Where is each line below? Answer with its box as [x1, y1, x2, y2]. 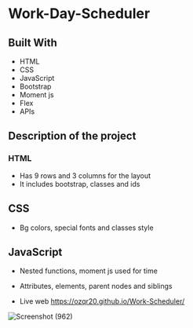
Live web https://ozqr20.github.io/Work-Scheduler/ [19, 297, 185, 306]
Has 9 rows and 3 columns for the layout [19, 170, 151, 180]
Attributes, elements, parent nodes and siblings [19, 282, 173, 291]
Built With [8, 36, 57, 49]
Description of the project [8, 129, 137, 143]
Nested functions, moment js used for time [19, 266, 158, 275]
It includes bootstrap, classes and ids [19, 179, 140, 188]
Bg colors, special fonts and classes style [19, 223, 155, 232]
